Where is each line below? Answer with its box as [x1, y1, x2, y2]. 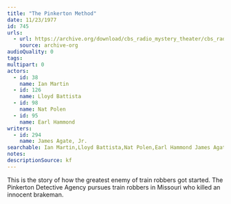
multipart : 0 [7, 61, 45, 68]
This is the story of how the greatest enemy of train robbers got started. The [7, 176, 223, 184]
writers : [7, 125, 32, 132]
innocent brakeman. [7, 190, 64, 199]
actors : [7, 67, 30, 74]
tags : [7, 55, 23, 62]
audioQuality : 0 [7, 49, 54, 56]
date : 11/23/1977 [7, 16, 57, 23]
